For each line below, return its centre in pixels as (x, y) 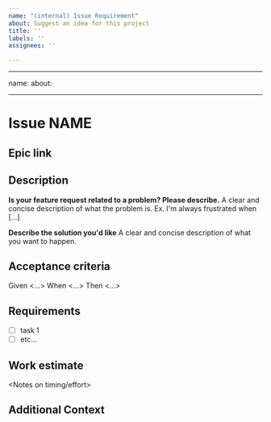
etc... (29, 340)
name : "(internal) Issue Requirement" (73, 16)
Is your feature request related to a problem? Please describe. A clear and (134, 200)
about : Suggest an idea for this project (79, 23)
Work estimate (46, 365)
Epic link (30, 153)
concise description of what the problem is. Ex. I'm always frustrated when (133, 208)
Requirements (44, 311)
